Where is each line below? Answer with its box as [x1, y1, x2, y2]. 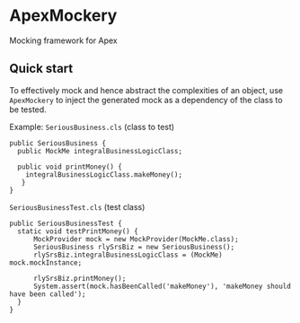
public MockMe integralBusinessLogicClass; [17, 146, 182, 155]
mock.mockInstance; [9, 258, 83, 267]
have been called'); [9, 289, 87, 299]
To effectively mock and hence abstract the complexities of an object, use [9, 84, 284, 95]
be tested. [9, 104, 47, 115]
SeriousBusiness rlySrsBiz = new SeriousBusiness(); [32, 242, 235, 251]
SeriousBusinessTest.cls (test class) [9, 201, 146, 212]
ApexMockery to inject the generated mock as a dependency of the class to [9, 94, 283, 105]
